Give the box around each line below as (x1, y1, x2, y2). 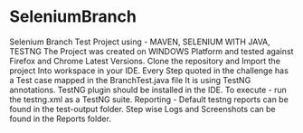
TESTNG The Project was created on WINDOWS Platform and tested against (9, 45, 294, 56)
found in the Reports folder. (9, 113, 111, 124)
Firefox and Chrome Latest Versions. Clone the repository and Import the (9, 55, 280, 66)
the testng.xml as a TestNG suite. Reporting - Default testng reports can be (9, 93, 289, 105)
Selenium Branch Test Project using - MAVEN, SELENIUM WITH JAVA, (9, 36, 271, 47)
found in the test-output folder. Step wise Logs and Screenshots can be (9, 103, 276, 114)
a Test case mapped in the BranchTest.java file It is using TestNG (9, 74, 251, 85)
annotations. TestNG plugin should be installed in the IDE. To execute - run (9, 84, 288, 95)
